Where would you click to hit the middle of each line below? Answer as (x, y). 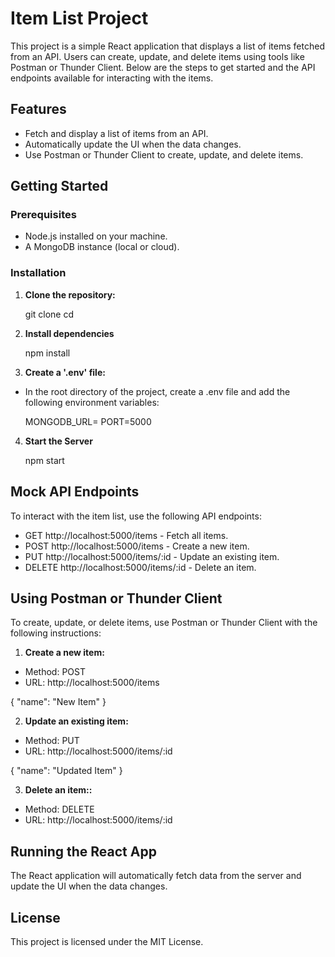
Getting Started (59, 186)
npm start (44, 460)
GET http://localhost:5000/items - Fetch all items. (126, 535)
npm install (47, 353)
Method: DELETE (59, 809)
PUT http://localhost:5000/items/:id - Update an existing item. (152, 556)
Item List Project (79, 18)
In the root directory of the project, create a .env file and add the (157, 391)
